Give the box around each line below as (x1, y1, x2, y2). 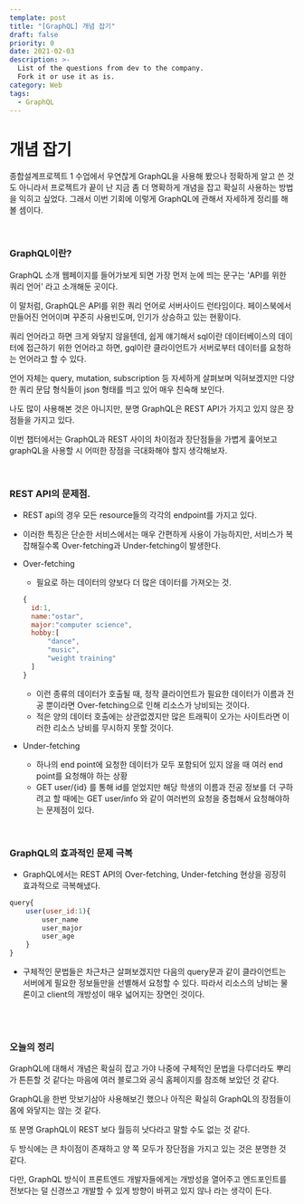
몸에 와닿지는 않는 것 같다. (9, 1105, 101, 1116)
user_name (42, 915, 79, 924)
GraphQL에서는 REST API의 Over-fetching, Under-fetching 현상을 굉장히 (22, 868, 287, 879)
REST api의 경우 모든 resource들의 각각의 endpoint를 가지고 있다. (22, 509, 258, 521)
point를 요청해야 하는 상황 (35, 770, 128, 781)
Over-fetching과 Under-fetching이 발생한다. (62, 540, 222, 550)
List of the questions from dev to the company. (17, 64, 204, 73)
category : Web (9, 81, 63, 90)
